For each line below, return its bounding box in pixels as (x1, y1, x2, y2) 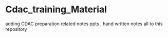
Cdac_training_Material (5, 4, 107, 15)
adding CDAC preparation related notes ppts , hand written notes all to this (5, 21, 163, 27)
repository (5, 26, 27, 32)
